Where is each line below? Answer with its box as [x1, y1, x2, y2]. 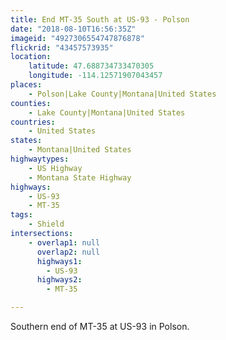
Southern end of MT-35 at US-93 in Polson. [10, 321, 190, 332]
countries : [10, 117, 56, 127]
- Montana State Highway [28, 172, 132, 183]
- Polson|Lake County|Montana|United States [28, 89, 217, 99]
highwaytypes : [10, 154, 70, 164]
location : [10, 52, 52, 62]
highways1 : [36, 256, 83, 266]
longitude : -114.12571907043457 [28, 71, 163, 81]
